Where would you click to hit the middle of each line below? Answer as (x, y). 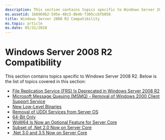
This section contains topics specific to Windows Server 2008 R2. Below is (81, 76)
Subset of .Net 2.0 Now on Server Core (52, 128)
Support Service (29, 102)
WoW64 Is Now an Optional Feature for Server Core (65, 122)
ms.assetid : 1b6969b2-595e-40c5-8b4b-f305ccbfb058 (58, 14)
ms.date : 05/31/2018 (26, 28)
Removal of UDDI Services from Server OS (55, 112)
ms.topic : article (24, 23)
